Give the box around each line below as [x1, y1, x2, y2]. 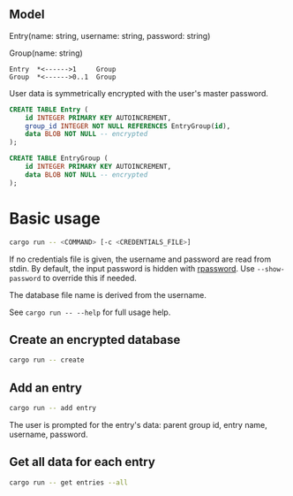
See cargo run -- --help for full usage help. [9, 307, 171, 317]
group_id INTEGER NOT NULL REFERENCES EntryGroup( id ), [25, 121, 231, 131]
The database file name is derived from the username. [9, 289, 207, 300]
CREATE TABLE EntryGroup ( [9, 154, 109, 163]
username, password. [9, 429, 88, 439]
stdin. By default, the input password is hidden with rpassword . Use [9, 263, 256, 273]
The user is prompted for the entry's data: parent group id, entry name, [9, 419, 267, 430]
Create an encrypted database [9, 332, 181, 347]
